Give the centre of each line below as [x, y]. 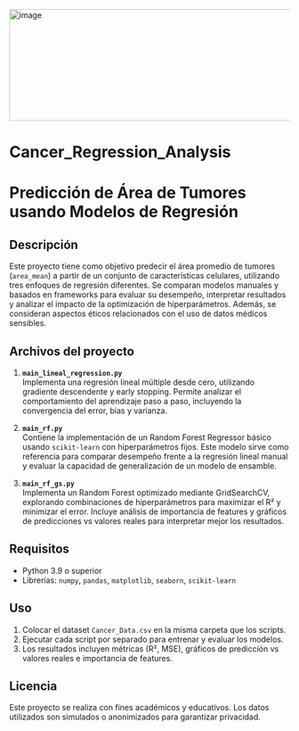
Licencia [33, 686]
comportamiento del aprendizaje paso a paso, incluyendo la [132, 401]
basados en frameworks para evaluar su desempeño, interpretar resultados [148, 295]
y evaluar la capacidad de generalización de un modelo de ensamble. [149, 466]
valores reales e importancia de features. [97, 658]
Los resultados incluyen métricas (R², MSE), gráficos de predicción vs [150, 648]
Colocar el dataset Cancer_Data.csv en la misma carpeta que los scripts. [154, 629]
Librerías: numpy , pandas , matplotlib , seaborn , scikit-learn [129, 580]
